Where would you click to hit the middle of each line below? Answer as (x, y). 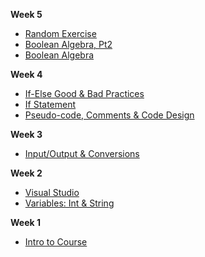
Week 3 (26, 134)
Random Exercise (60, 33)
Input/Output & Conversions (82, 153)
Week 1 (25, 222)
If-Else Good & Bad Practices (84, 93)
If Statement (50, 104)
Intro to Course (56, 242)
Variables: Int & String (69, 203)
